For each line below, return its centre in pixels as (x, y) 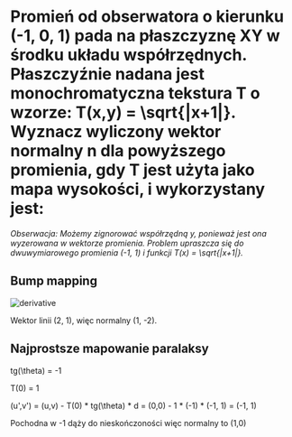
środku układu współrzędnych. (128, 55)
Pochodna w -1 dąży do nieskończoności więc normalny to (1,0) (128, 423)
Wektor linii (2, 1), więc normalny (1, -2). (84, 320)
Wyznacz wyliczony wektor (116, 132)
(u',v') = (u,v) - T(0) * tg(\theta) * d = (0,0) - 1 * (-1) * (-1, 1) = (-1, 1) (134, 405)
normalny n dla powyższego (118, 151)
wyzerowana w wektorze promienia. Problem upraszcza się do (127, 243)
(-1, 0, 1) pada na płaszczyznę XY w (145, 36)
